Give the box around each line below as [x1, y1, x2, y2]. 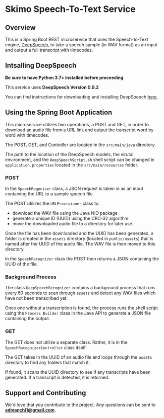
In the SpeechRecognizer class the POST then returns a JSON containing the [5, 255, 160, 261]
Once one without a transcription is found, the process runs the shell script [5, 305, 158, 311]
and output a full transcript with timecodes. [5, 47, 93, 53]
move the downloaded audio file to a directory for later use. [12, 220, 134, 227]
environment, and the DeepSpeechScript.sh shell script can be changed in [5, 157, 155, 163]
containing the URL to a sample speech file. [5, 190, 94, 197]
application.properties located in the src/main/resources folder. [5, 162, 139, 167]
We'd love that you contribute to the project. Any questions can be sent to [5, 402, 156, 408]
